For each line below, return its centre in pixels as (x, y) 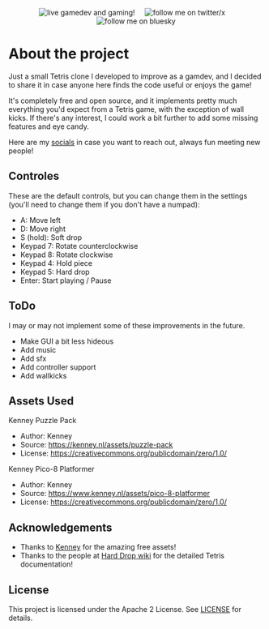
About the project (69, 54)
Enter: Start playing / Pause (66, 280)
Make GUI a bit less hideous (67, 341)
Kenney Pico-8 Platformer (51, 469)
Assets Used (41, 401)
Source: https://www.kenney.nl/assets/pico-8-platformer (115, 494)
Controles (34, 176)
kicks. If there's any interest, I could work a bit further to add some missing (133, 118)
